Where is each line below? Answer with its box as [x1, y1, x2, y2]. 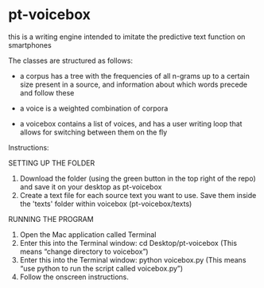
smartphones [8, 40, 52, 49]
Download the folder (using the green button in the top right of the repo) [19, 173, 256, 183]
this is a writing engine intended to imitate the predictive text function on [8, 32, 246, 41]
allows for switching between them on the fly [19, 127, 168, 137]
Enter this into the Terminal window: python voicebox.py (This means [19, 255, 247, 264]
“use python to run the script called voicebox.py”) [19, 263, 184, 273]
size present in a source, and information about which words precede [19, 80, 248, 89]
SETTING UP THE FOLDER [8, 158, 95, 168]
